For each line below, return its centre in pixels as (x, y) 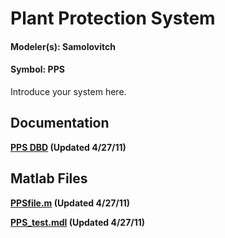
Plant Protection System (113, 18)
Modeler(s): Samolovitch (63, 46)
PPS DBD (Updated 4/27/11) (68, 147)
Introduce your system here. (68, 91)
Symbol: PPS (37, 69)
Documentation (60, 123)
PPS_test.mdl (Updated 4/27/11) (78, 222)
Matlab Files (49, 178)
